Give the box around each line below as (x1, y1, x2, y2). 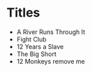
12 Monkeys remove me (16, 57, 85, 65)
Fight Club (16, 35, 47, 43)
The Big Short (16, 50, 57, 58)
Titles (6, 5, 40, 21)
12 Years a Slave (16, 42, 64, 51)
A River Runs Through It (16, 28, 86, 36)
